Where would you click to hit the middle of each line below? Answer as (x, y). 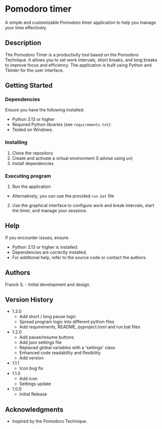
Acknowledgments (34, 409)
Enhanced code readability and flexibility (60, 353)
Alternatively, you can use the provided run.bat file (63, 196)
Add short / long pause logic (48, 317)
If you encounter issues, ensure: (37, 238)
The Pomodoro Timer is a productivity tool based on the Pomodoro (72, 55)
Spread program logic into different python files (67, 322)
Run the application (31, 187)
